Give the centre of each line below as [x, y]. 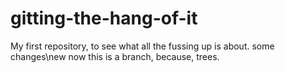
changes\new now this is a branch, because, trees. [115, 56]
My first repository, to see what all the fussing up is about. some [142, 46]
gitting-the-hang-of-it [104, 18]
